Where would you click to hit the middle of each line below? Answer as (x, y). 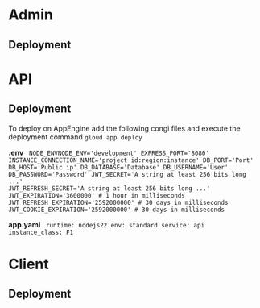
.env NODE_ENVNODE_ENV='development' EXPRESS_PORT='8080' (109, 152)
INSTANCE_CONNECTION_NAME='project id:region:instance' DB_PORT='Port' (131, 160)
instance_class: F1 (41, 232)
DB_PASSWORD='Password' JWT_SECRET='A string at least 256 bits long (128, 174)
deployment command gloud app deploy (76, 137)
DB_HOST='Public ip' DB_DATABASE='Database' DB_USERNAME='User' (118, 167)
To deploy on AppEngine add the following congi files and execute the (124, 128)
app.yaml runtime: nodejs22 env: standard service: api (107, 224)
